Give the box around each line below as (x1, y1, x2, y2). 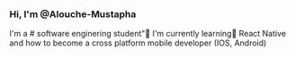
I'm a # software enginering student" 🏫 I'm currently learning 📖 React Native (9, 28, 286, 39)
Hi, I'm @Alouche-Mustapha (9, 8, 137, 20)
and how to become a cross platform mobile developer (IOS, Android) (9, 37, 267, 48)
